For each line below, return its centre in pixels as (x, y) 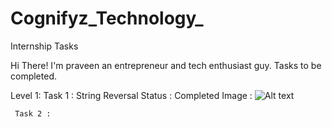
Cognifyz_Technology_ (107, 18)
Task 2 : (33, 113)
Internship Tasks (44, 46)
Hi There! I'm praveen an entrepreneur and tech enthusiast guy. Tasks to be (166, 65)
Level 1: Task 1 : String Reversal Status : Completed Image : (131, 95)
